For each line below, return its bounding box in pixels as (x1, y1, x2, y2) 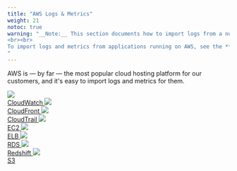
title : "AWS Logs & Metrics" (7, 10, 93, 18)
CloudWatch (7, 98, 44, 107)
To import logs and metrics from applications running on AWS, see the (7, 43, 222, 50)
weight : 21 (7, 17, 39, 24)
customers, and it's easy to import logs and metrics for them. (7, 76, 185, 85)
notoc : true (7, 23, 42, 30)
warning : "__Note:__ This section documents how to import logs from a (7, 30, 222, 37)
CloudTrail (7, 114, 37, 124)
